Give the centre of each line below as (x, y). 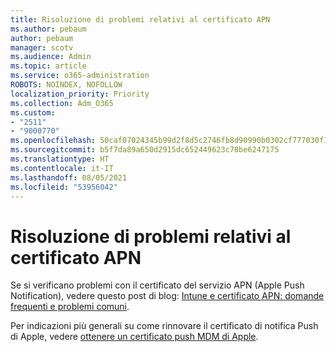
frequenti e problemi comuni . (70, 307)
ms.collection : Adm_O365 (62, 103)
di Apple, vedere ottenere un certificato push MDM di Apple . (134, 337)
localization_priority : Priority (80, 94)
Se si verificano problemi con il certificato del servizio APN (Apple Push (157, 285)
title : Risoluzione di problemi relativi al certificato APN (140, 19)
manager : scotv (42, 47)
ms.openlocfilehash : (53, 141)
